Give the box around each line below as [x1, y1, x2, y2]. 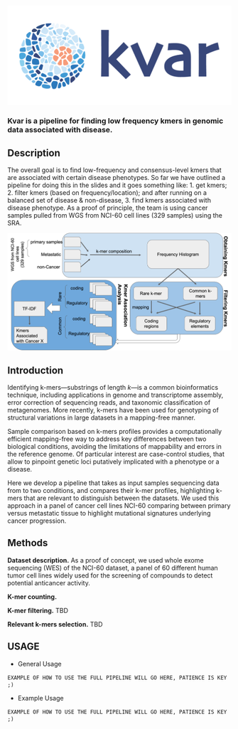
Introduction [7, 364, 64, 376]
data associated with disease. [7, 125, 113, 135]
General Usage [17, 659, 62, 668]
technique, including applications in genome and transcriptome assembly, [7, 390, 224, 400]
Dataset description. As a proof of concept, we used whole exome [7, 555, 204, 564]
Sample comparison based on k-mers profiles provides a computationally [7, 427, 222, 436]
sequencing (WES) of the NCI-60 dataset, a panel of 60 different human [7, 563, 218, 572]
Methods [7, 537, 48, 549]
